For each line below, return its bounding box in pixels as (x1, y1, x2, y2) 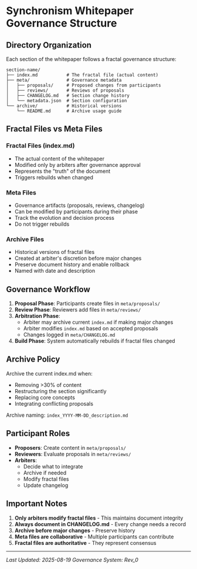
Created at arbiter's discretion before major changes (14, 255, 142, 262)
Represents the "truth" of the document (14, 168, 111, 175)
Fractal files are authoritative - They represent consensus (14, 539, 157, 546)
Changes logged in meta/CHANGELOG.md (23, 331, 116, 339)
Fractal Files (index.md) (6, 142, 75, 150)
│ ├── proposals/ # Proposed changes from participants (6, 82, 161, 88)
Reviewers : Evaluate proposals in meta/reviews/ (14, 450, 131, 457)
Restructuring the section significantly (14, 387, 107, 394)
